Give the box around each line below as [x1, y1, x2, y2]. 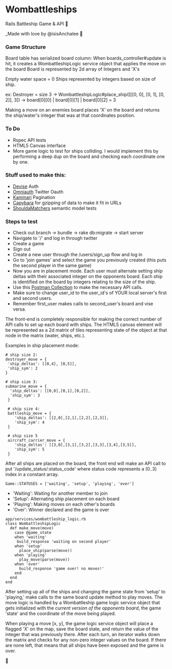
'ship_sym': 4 [14, 420, 45, 425]
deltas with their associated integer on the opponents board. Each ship [12, 274, 163, 280]
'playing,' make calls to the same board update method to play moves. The [5, 594, 163, 600]
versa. [12, 306, 27, 312]
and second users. [12, 295, 52, 301]
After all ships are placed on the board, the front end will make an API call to [5, 460, 166, 466]
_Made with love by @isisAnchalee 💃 [5, 30, 83, 37]
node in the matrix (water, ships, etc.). [5, 333, 86, 339]
